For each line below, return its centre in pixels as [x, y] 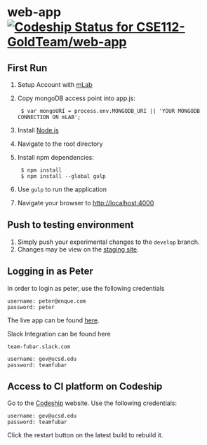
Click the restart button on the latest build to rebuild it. [85, 435]
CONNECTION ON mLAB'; [49, 117]
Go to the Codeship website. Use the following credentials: [92, 403]
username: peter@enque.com [47, 301]
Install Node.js [38, 130]
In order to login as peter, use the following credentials [86, 288]
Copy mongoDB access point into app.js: [76, 98]
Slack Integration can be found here [59, 334]
